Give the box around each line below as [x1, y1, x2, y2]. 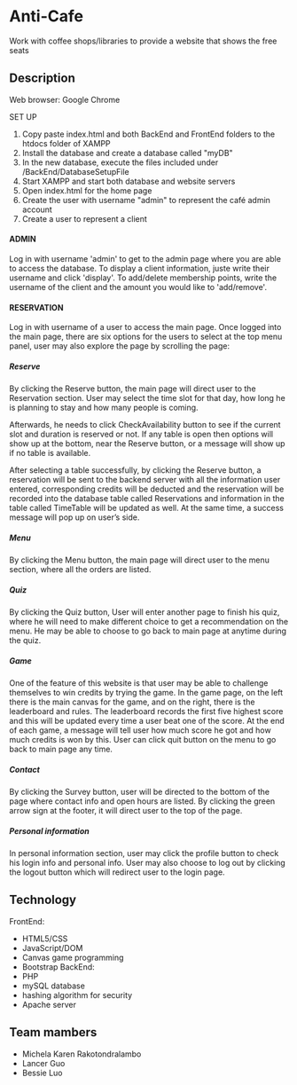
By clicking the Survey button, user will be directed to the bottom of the [9, 787, 270, 797]
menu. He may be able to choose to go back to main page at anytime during [9, 625, 286, 636]
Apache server [21, 999, 77, 1010]
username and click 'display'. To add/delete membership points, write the [9, 272, 277, 283]
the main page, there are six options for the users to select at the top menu [9, 331, 283, 342]
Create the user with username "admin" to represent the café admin [21, 194, 270, 205]
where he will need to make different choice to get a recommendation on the [9, 617, 289, 627]
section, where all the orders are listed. [9, 564, 152, 575]
